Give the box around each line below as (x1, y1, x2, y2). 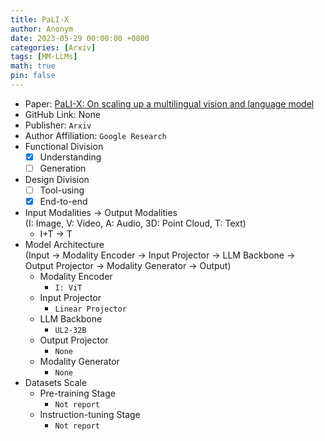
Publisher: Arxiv (24, 119, 92, 131)
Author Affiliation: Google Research (24, 129, 167, 141)
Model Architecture (24, 239, 105, 251)
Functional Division (24, 140, 104, 152)
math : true (10, 61, 56, 71)
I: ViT (54, 283, 83, 293)
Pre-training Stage (39, 387, 116, 400)
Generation (39, 162, 87, 174)
